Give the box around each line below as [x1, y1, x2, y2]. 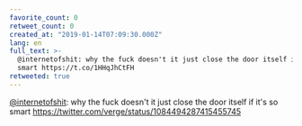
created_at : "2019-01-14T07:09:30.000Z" [9, 30, 164, 39]
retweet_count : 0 [9, 22, 75, 31]
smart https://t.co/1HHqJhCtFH [17, 64, 135, 73]
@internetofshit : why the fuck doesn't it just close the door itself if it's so [9, 96, 279, 107]
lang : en [9, 38, 42, 48]
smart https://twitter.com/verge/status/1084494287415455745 [9, 105, 241, 117]
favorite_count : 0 [9, 13, 78, 22]
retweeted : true [9, 72, 70, 81]
